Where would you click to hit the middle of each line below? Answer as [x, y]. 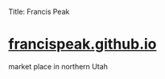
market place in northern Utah [58, 66]
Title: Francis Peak [39, 12]
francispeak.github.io [82, 44]
